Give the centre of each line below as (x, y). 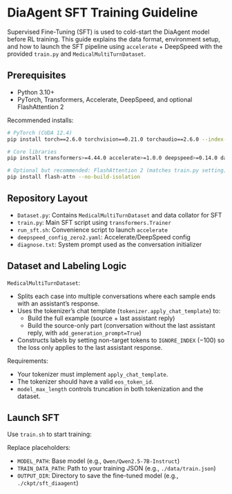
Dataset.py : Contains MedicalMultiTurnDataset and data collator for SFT (119, 215)
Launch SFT (33, 418)
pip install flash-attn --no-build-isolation (74, 177)
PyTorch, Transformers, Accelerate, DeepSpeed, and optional (105, 99)
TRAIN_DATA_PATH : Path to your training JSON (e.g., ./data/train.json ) (116, 468)
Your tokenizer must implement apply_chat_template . (93, 374)
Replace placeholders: (39, 448)
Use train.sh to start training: (49, 434)
